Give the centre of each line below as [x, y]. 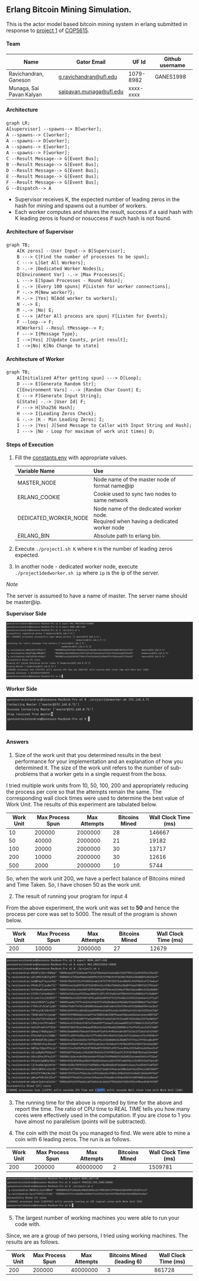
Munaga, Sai [24, 88]
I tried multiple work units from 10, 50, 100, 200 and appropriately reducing [97, 785]
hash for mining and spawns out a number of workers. [81, 205]
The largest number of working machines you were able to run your [97, 1218]
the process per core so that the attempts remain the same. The [84, 791]
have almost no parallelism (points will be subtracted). [81, 1121]
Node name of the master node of [134, 480]
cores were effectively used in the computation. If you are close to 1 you [102, 1115]
